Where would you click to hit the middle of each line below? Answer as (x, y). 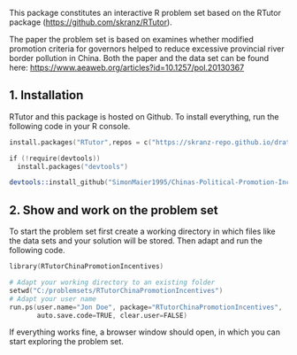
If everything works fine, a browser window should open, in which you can (145, 332)
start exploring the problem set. (66, 342)
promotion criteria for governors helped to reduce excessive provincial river (147, 49)
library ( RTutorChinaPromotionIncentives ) (87, 266)
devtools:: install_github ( (59, 182)
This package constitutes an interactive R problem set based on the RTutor (145, 13)
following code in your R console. (70, 126)
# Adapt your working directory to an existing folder (112, 282)
